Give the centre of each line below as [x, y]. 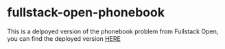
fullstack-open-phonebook [86, 13]
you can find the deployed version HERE [64, 38]
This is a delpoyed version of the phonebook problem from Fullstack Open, [113, 31]
